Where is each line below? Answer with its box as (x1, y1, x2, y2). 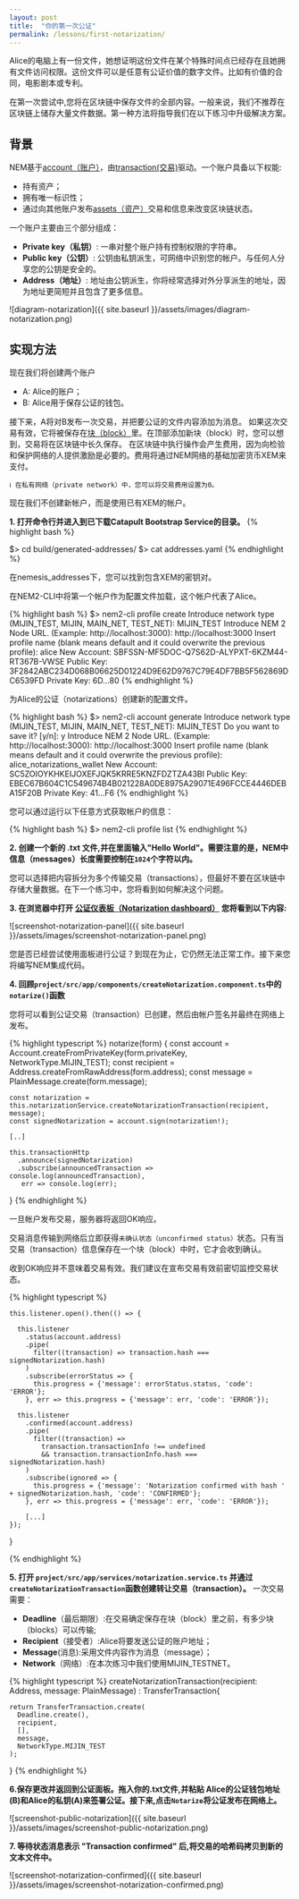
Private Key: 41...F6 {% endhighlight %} (43, 788, 189, 798)
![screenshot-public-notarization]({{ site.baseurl (9, 1813, 187, 1823)
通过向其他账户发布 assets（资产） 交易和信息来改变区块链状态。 (21, 203, 258, 215)
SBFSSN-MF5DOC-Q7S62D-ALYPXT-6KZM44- (112, 647, 288, 657)
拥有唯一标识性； (21, 192, 86, 203)
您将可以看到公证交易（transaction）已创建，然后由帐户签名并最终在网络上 (9, 1009, 286, 1020)
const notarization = (9, 1093, 90, 1102)
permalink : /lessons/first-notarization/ (9, 30, 166, 38)
